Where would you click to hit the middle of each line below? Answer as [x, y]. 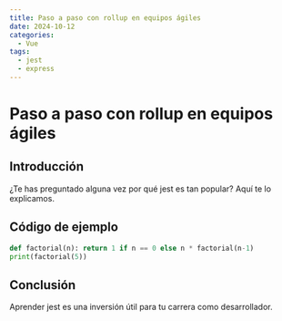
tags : [20, 52]
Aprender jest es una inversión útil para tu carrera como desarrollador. [141, 307]
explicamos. [32, 198]
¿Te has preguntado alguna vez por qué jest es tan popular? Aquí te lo [140, 189]
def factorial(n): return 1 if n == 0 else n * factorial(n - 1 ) [132, 248]
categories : [32, 35]
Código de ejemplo [64, 228]
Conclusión [43, 285]
